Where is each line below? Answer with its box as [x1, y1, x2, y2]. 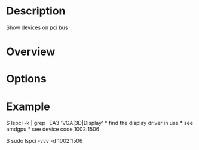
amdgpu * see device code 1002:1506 [6, 125, 100, 133]
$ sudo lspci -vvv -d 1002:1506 [6, 137, 83, 145]
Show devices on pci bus [6, 24, 68, 31]
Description [6, 4, 66, 18]
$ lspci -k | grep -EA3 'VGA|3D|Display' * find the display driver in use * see [6, 120, 193, 127]
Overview [6, 45, 56, 59]
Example [6, 100, 50, 113]
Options [6, 72, 47, 86]
